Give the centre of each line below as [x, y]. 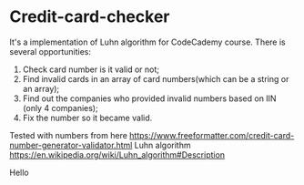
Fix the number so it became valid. [87, 118]
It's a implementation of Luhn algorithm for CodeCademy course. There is [147, 42]
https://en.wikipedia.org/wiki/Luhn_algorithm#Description [117, 154]
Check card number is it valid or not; [91, 69]
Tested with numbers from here [68, 135]
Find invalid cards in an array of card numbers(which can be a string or [156, 78]
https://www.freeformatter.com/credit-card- [212, 135]
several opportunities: [50, 51]
